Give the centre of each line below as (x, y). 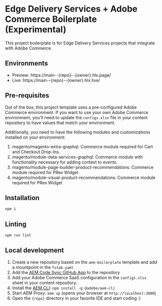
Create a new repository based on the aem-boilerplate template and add (84, 262)
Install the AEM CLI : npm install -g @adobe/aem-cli (63, 288)
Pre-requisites (27, 96)
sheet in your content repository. (44, 283)
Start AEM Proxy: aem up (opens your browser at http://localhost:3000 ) (84, 293)
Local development (35, 250)
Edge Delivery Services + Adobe (71, 9)
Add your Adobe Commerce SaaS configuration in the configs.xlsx (79, 277)
